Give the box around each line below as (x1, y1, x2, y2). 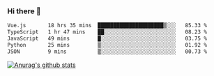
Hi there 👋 (7, 6, 42, 16)
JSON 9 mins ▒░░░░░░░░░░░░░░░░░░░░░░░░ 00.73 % (7, 48, 208, 55)
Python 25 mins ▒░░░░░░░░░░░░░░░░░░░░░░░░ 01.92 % (7, 41, 208, 48)
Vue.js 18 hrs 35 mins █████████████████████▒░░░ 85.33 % (7, 22, 208, 29)
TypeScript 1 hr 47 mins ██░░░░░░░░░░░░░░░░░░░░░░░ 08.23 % (7, 29, 208, 36)
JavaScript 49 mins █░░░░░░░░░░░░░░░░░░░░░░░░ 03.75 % (7, 35, 208, 43)
